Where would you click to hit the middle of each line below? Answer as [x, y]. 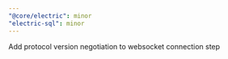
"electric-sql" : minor [46, 23]
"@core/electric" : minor [50, 16]
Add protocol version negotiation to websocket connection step [114, 46]
